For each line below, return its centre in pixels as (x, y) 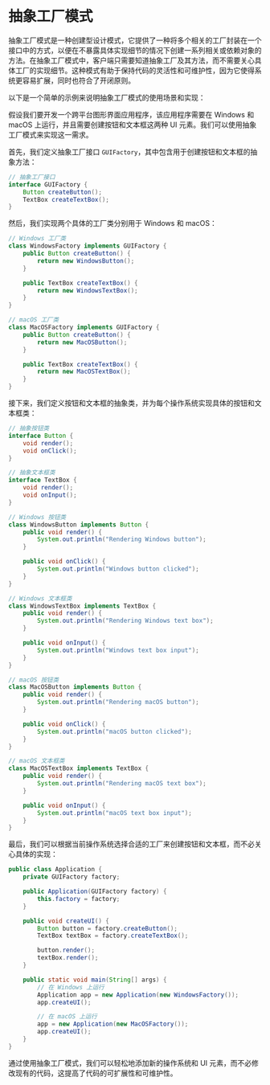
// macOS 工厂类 (34, 320)
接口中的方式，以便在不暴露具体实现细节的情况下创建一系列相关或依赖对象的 (135, 50)
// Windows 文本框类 (40, 598)
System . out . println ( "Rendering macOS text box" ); (122, 784)
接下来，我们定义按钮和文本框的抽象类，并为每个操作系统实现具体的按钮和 (131, 403)
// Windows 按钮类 (37, 517)
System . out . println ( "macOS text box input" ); (115, 813)
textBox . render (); (68, 958)
